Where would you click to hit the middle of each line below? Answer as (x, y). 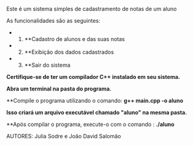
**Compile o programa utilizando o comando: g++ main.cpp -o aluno (95, 101)
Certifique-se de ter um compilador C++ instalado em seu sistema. (93, 77)
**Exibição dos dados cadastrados (69, 52)
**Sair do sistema (47, 65)
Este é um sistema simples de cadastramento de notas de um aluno (92, 9)
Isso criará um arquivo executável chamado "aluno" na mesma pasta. (97, 112)
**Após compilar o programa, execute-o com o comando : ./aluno (90, 124)
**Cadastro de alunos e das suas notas (74, 39)
